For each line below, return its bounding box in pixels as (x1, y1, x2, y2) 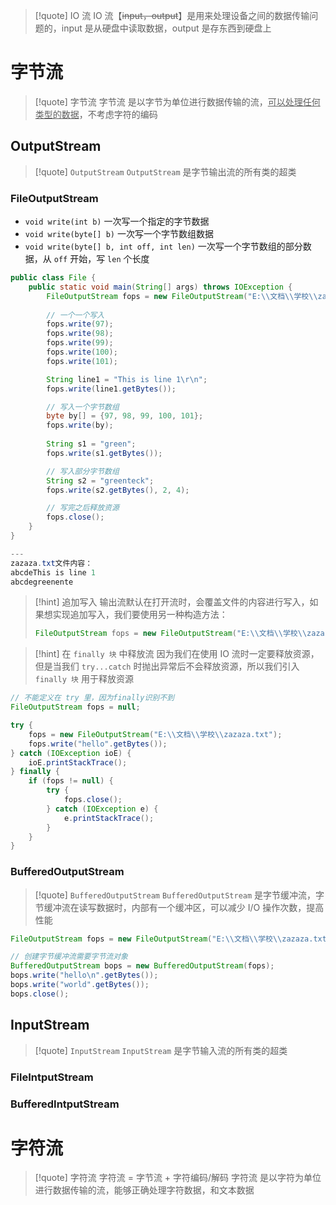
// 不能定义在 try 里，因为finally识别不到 (10, 693, 175, 703)
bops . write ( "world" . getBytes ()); (10, 980, 150, 990)
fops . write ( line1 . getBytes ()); (46, 384, 177, 394)
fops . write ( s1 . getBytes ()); (46, 448, 163, 458)
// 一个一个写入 (46, 310, 105, 320)
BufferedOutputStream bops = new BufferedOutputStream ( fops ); (10, 961, 275, 971)
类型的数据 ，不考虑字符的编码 (34, 108, 158, 120)
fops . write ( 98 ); (46, 329, 114, 339)
